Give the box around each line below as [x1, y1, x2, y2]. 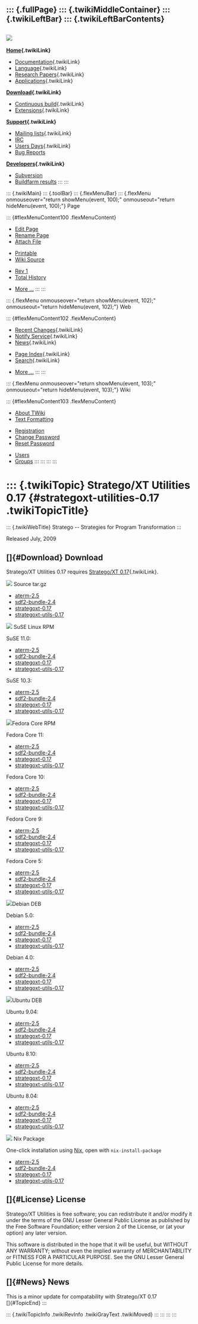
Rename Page [14, 232, 49, 239]
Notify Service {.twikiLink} [14, 333, 78, 340]
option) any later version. [6, 1229, 67, 1236]
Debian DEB [12, 900, 42, 907]
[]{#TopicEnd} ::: [6, 1299, 47, 1306]
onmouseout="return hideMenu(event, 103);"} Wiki [6, 387, 131, 394]
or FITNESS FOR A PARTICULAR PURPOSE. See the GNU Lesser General [6, 1253, 184, 1260]
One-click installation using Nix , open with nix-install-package [6, 1147, 162, 1154]
